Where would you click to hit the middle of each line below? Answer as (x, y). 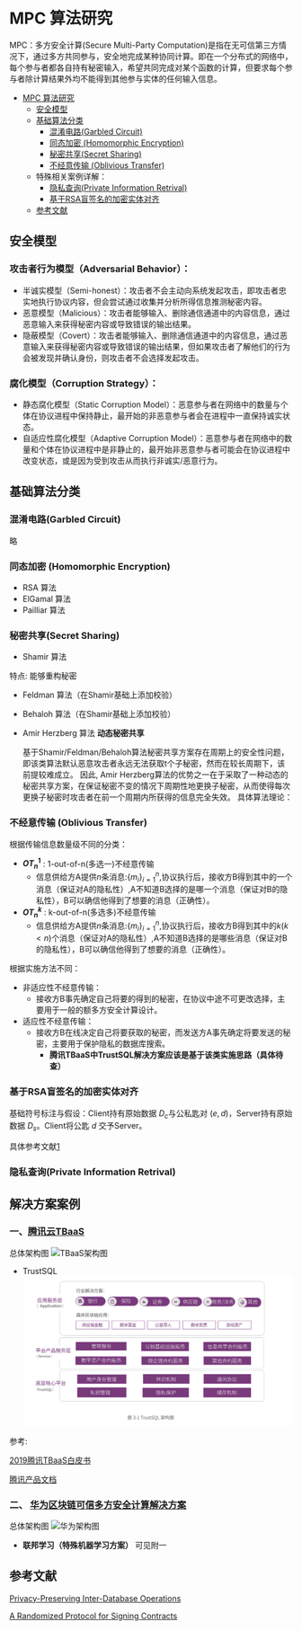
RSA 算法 (39, 587)
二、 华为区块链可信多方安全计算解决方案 (98, 1504)
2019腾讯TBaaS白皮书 (50, 1460)
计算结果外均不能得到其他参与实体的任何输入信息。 (127, 78)
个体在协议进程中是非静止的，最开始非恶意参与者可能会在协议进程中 (164, 449)
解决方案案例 (45, 1204)
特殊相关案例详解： (71, 176)
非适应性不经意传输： (62, 988)
